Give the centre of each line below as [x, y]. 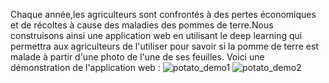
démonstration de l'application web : [85, 67]
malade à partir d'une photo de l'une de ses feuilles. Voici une [137, 57]
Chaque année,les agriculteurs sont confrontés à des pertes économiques [163, 14]
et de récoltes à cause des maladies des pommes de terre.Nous [142, 25]
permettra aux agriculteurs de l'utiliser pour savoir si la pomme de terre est [164, 46]
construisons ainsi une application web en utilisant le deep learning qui [156, 35]
